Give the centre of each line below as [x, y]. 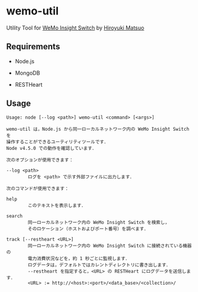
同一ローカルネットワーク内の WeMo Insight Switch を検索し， [99, 222]
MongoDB [27, 73]
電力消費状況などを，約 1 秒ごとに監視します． [79, 258]
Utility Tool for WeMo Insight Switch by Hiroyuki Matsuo [75, 28]
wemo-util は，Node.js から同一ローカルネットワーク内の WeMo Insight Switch [98, 129]
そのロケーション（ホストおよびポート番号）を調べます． [88, 229]
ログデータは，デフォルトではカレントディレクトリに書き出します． [99, 265]
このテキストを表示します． [57, 205]
